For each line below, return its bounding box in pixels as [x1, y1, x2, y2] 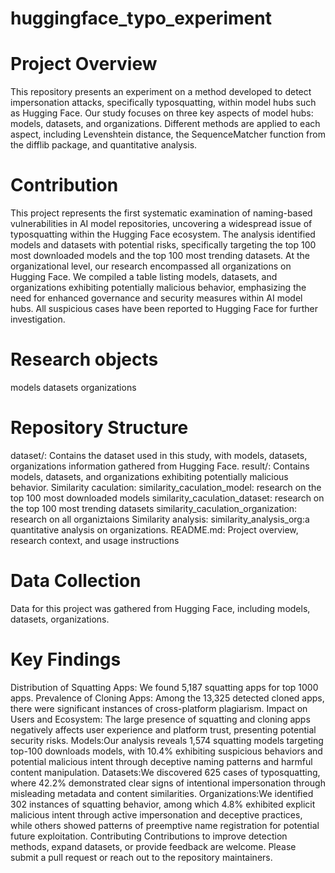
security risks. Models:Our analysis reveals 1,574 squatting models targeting [10, 734, 324, 746]
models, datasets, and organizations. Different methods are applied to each [10, 118, 321, 130]
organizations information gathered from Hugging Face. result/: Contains [10, 460, 310, 472]
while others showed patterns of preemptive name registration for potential [10, 819, 320, 831]
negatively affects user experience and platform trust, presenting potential [10, 723, 317, 736]
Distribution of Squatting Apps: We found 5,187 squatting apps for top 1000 [10, 681, 319, 693]
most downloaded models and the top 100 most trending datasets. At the [10, 250, 310, 262]
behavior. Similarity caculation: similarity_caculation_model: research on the [10, 481, 322, 493]
